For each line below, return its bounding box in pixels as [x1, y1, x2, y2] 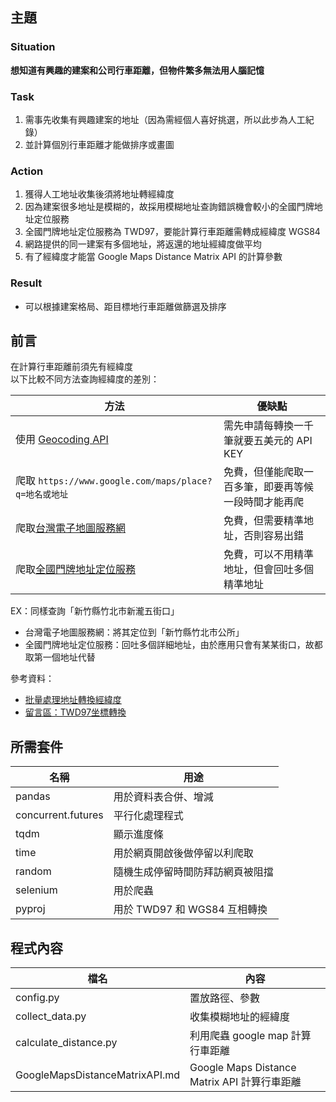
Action [10, 164, 44, 178]
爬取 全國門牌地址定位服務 [15, 563, 137, 577]
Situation [10, 40, 56, 54]
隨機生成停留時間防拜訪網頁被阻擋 [113, 865, 274, 879]
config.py [15, 991, 60, 1005]
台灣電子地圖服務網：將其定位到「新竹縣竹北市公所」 [24, 626, 245, 638]
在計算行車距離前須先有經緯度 [10, 361, 133, 373]
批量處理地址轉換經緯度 [24, 694, 122, 706]
